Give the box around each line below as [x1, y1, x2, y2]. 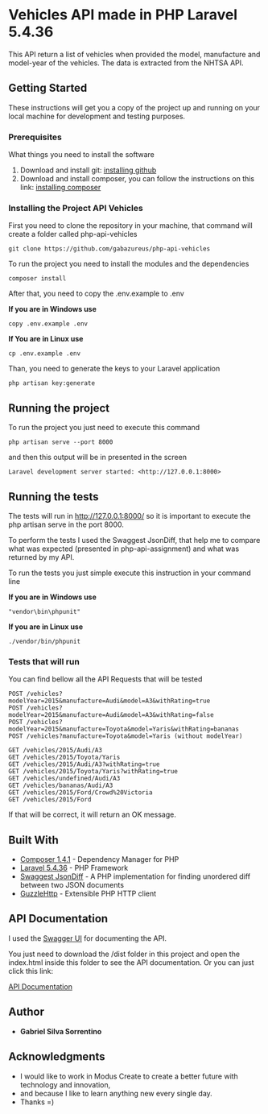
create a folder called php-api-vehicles [8, 230, 138, 239]
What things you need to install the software [8, 150, 155, 159]
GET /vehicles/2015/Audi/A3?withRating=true [8, 760, 160, 768]
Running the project [8, 401, 110, 415]
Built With [8, 833, 59, 847]
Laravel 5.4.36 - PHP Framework [19, 863, 129, 873]
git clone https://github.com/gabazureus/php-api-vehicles [8, 245, 211, 253]
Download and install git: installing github [19, 165, 157, 175]
